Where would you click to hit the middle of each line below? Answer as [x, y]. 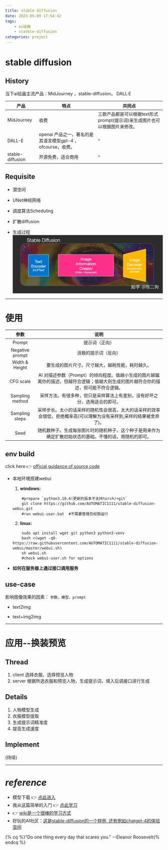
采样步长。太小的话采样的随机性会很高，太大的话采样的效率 [99, 410]
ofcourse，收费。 [57, 147]
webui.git [23, 509]
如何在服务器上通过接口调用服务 [45, 568]
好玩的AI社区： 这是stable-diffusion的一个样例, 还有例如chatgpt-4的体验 [86, 820]
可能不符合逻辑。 [105, 388]
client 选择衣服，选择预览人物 [43, 675]
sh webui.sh [34, 553]
